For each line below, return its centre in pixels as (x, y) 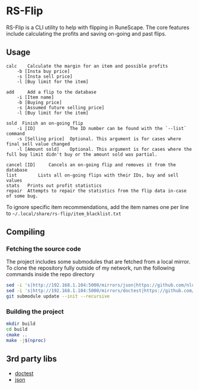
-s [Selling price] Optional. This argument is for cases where (99, 139)
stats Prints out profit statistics (54, 185)
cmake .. (17, 335)
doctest (24, 373)
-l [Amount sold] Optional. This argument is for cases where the (105, 149)
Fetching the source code (44, 249)
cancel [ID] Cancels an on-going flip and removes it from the (91, 165)
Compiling (26, 232)
